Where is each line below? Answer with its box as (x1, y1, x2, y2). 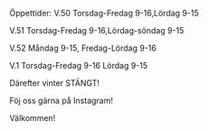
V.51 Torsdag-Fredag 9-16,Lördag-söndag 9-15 (9, 25, 184, 35)
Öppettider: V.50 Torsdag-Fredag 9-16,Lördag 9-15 (9, 8, 199, 18)
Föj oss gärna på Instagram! (9, 95, 113, 106)
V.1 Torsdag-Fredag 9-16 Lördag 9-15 (9, 61, 148, 70)
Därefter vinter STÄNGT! (9, 78, 100, 89)
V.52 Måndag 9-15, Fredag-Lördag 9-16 (9, 42, 156, 53)
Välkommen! (9, 113, 56, 123)
